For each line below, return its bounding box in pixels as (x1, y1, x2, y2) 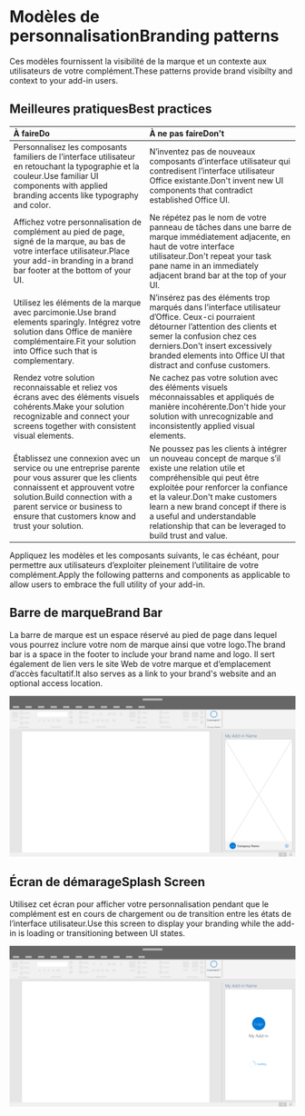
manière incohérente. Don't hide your (149, 402, 286, 413)
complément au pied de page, (13, 226, 125, 237)
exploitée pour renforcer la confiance (149, 482, 289, 493)
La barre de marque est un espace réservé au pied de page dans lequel (9, 629, 278, 640)
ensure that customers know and (13, 511, 136, 522)
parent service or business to (13, 501, 123, 512)
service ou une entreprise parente (13, 462, 141, 473)
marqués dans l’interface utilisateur (149, 302, 281, 313)
